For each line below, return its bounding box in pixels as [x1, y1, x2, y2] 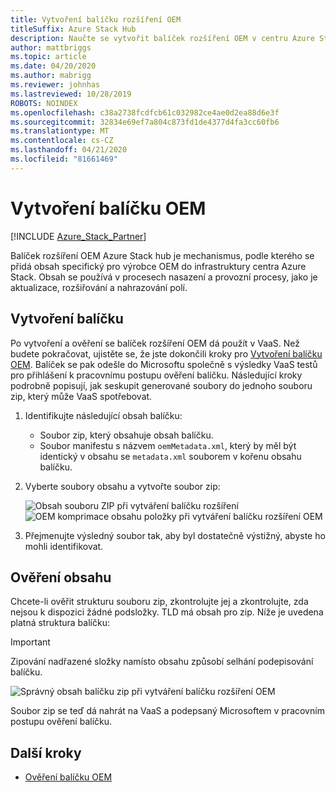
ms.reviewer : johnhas [10, 80, 101, 90]
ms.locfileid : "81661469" [10, 154, 118, 164]
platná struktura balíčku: [10, 617, 110, 629]
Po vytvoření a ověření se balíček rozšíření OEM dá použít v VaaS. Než [10, 337, 301, 349]
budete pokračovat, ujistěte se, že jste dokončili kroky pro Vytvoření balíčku [10, 347, 323, 360]
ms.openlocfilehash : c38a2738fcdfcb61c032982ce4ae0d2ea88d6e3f [10, 107, 280, 118]
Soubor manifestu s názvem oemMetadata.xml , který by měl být [39, 439, 297, 451]
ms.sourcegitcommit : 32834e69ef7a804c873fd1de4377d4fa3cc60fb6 [10, 117, 280, 127]
